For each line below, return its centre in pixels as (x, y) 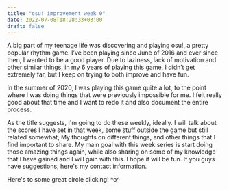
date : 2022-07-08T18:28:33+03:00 (55, 20)
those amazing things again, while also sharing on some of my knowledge (111, 152)
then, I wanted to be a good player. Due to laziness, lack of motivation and (112, 60)
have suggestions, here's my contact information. (77, 166)
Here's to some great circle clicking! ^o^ (63, 180)
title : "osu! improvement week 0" (57, 13)
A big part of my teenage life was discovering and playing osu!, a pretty (108, 46)
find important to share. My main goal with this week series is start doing (110, 145)
